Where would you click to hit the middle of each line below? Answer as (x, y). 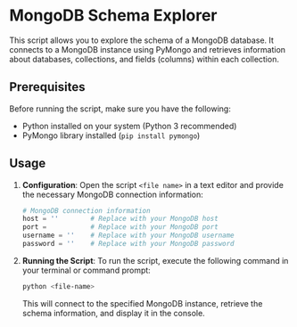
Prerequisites (47, 87)
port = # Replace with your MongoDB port (120, 227)
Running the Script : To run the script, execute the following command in (155, 260)
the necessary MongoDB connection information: (112, 194)
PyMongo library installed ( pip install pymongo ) (111, 135)
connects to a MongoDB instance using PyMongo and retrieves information (148, 49)
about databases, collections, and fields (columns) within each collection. (144, 59)
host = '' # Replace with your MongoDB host (120, 219)
